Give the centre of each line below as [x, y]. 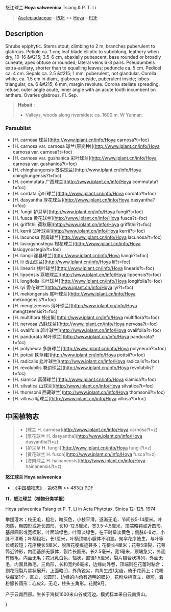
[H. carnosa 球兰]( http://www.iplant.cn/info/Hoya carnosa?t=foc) [81, 140]
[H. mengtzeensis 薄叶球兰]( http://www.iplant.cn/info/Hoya [75, 306]
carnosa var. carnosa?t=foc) [42, 152]
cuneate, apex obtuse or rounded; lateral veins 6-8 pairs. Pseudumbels [80, 62]
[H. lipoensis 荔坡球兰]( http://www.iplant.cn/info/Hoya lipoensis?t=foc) [87, 275]
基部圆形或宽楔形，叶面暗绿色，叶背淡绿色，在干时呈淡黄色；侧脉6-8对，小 [85, 532]
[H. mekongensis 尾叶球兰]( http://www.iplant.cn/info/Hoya [74, 294]
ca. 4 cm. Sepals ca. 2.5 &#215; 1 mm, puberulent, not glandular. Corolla [81, 73]
